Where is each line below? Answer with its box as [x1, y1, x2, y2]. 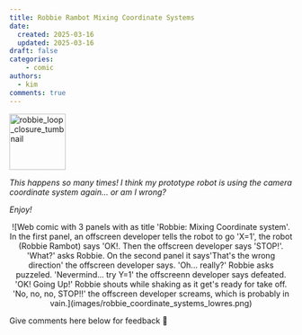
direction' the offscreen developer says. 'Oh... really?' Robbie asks [28, 260, 274, 270]
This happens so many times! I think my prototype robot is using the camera [9, 177, 292, 188]
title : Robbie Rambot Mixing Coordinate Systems [9, 13, 195, 22]
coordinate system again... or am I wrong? [9, 186, 167, 198]
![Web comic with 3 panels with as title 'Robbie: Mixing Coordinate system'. [12, 221, 290, 232]
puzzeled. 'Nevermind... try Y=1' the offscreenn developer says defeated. [15, 269, 287, 279]
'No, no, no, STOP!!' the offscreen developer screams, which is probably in [13, 288, 289, 299]
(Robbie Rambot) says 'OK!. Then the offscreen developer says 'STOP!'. [18, 240, 284, 251]
